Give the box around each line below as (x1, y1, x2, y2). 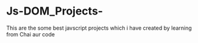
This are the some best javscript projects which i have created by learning (6, 24, 192, 31)
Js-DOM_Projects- (6, 4, 104, 18)
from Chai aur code (6, 30, 55, 38)
